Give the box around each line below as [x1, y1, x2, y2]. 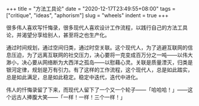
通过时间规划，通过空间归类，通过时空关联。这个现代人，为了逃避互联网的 [6, 44, 188, 51]
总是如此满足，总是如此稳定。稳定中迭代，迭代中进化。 [6, 73, 141, 81]
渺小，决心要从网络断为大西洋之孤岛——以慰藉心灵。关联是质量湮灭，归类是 [6, 59, 193, 66]
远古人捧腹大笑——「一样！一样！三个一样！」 [11, 94, 126, 101]
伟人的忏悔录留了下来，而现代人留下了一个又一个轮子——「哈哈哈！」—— [6, 86, 188, 93]
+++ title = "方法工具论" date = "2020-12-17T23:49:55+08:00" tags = [6, 5, 176, 12]
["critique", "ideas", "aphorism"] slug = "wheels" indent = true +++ [6, 12, 169, 19]
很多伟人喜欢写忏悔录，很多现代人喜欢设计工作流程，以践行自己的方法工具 [6, 24, 188, 31]
